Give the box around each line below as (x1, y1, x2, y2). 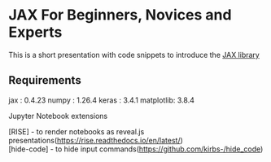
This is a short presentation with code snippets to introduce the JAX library (8, 50, 260, 59)
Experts (8, 23, 63, 42)
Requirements (8, 73, 81, 87)
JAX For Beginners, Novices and (8, 6, 232, 24)
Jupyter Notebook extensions (8, 111, 108, 120)
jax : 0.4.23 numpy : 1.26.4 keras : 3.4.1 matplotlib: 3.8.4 (8, 95, 195, 105)
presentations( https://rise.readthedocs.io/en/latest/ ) (8, 135, 183, 145)
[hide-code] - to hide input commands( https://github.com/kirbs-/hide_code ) (8, 144, 264, 154)
